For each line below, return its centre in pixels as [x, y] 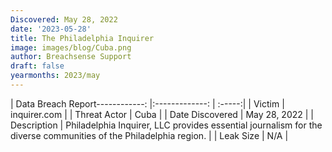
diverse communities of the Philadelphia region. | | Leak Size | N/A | [149, 135]
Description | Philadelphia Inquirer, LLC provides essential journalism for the [166, 125]
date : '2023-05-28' [51, 29]
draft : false [37, 66]
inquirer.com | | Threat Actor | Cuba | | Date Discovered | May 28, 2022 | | [162, 114]
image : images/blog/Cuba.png [71, 47]
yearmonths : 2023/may [55, 76]
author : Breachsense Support [71, 57]
